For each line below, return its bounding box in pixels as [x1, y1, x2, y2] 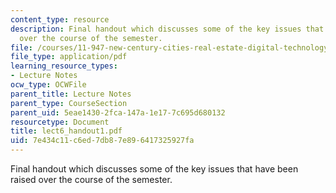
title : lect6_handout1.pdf [10, 126, 123, 136]
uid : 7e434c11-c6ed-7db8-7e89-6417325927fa [10, 136, 195, 146]
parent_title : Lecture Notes [10, 89, 132, 99]
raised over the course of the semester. [10, 174, 173, 185]
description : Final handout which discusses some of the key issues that [10, 24, 325, 34]
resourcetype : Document [10, 117, 110, 127]
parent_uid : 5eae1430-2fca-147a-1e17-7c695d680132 [10, 107, 226, 118]
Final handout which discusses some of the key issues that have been [10, 163, 299, 175]
